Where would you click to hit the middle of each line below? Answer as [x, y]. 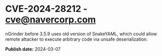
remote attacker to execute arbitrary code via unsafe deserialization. [77, 39]
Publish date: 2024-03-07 [33, 49]
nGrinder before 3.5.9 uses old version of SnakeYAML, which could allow [81, 34]
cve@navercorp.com [51, 20]
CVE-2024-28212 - [46, 9]
